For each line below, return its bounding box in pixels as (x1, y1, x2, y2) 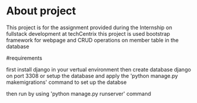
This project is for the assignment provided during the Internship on (6, 24, 173, 31)
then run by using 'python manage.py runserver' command (6, 90, 151, 97)
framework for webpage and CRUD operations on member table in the (6, 36, 179, 43)
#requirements (6, 54, 43, 61)
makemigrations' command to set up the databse (6, 79, 127, 86)
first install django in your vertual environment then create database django (6, 65, 191, 73)
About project (6, 4, 76, 18)
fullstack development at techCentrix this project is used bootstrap (6, 30, 170, 37)
